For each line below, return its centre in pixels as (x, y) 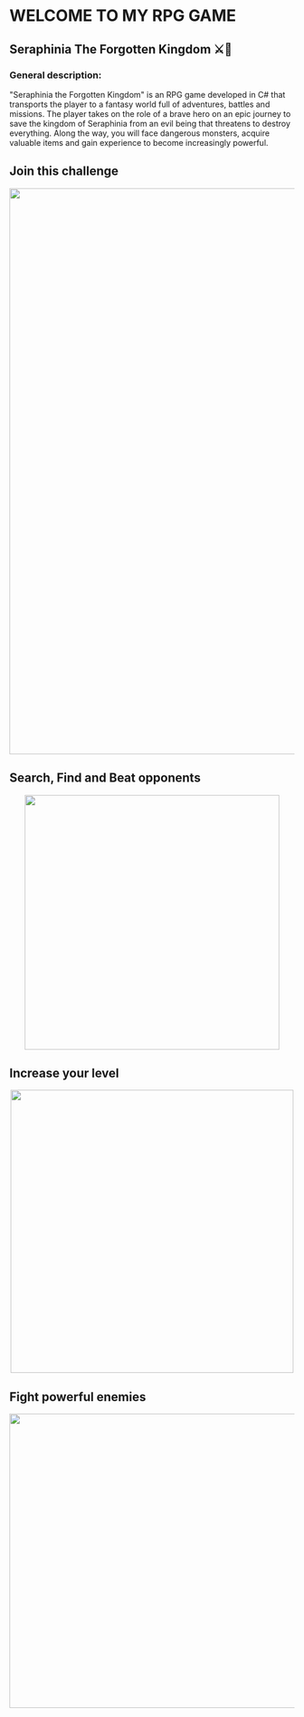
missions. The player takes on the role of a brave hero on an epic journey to (150, 113)
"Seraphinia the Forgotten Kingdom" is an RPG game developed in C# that (147, 94)
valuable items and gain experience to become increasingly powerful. (139, 142)
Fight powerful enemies (78, 1397)
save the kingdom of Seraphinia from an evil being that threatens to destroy (150, 123)
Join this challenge (64, 172)
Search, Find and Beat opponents (105, 778)
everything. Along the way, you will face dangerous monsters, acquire (139, 133)
